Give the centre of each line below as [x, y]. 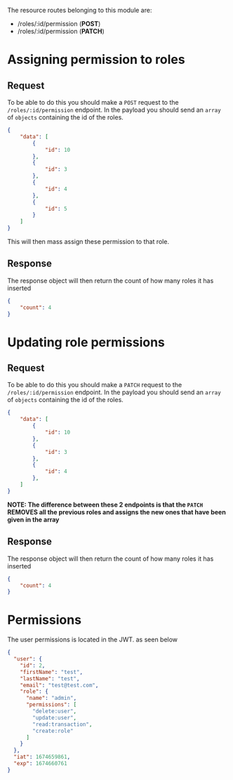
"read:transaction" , [62, 724]
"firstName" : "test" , [51, 672]
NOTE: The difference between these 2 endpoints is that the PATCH [105, 505]
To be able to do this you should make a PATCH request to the [95, 385]
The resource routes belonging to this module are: [80, 10]
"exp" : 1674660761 [41, 764]
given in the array [33, 519]
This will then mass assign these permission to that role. [88, 241]
